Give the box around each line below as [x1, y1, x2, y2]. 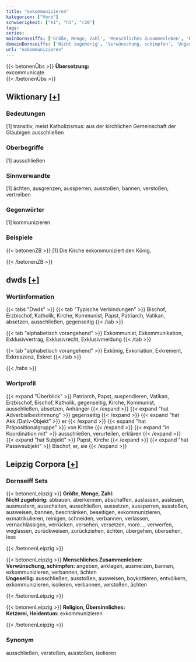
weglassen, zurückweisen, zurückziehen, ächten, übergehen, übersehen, [6, 527, 183, 535]
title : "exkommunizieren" [6, 8, 69, 15]
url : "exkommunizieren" [6, 47, 64, 53]
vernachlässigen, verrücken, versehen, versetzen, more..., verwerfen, [6, 521, 174, 528]
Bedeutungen [6, 109, 45, 118]
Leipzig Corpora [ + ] [6, 460, 79, 469]
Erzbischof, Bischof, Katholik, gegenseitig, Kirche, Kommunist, [6, 399, 156, 406]
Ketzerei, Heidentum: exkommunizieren [6, 610, 103, 617]
